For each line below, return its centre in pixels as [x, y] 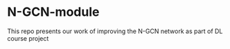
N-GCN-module [53, 12]
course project [28, 38]
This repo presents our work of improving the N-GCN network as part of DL [115, 31]
